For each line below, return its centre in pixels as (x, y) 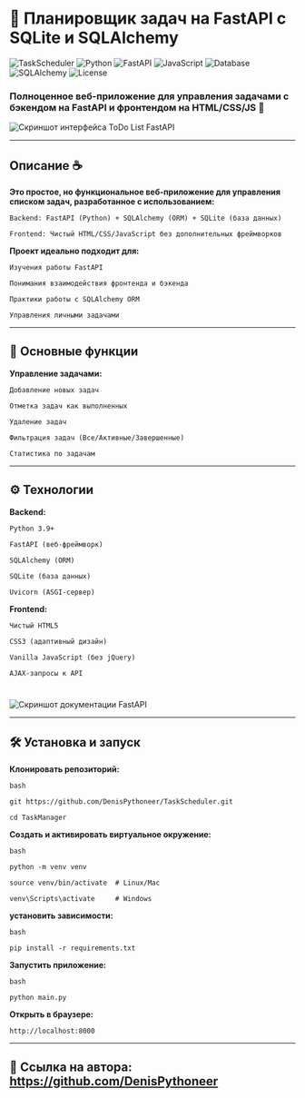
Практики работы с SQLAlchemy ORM (75, 300)
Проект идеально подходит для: (74, 251)
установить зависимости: (61, 915)
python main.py (38, 997)
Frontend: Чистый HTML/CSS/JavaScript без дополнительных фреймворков (146, 234)
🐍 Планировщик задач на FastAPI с (148, 19)
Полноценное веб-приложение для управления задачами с (149, 96)
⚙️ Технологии (51, 490)
